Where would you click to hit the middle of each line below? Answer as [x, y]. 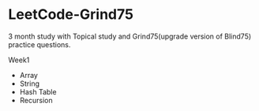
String [30, 83]
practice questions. [39, 44]
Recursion [36, 100]
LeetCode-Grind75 [71, 15]
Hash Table [38, 91]
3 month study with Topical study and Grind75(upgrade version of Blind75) [130, 36]
